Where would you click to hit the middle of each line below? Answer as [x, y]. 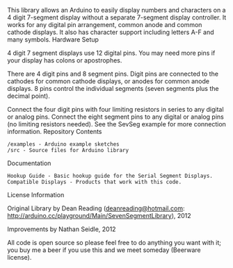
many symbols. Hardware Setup [53, 40]
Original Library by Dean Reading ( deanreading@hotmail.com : [96, 208]
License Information [36, 195]
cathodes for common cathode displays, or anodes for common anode [109, 81]
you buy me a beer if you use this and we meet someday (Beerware [104, 250]
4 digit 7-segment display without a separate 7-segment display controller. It [117, 17]
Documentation [29, 163]
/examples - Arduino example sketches [63, 144]
